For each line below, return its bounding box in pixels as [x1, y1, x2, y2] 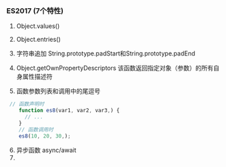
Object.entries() [16, 36, 61, 44]
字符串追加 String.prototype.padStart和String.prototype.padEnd [16, 49, 196, 57]
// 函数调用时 [18, 126, 54, 133]
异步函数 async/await [16, 146, 76, 154]
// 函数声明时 [9, 101, 45, 107]
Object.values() [16, 22, 60, 30]
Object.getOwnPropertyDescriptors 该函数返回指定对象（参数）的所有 [16, 64, 214, 73]
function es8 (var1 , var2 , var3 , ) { [18, 107, 120, 114]
